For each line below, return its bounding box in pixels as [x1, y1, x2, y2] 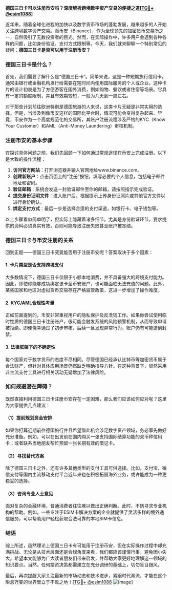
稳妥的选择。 [5, 478, 32, 484]
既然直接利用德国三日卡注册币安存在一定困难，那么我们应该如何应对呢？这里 [5, 395, 167, 402]
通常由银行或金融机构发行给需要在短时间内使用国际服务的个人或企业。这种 [5, 80, 162, 86]
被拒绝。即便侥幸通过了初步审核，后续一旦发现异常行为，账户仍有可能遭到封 [5, 325, 167, 331]
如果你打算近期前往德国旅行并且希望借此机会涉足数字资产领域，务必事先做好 [5, 427, 167, 433]
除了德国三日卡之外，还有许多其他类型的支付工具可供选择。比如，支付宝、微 [5, 465, 167, 471]
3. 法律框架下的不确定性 [5, 344, 56, 350]
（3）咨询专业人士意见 [5, 490, 54, 496]
